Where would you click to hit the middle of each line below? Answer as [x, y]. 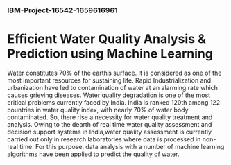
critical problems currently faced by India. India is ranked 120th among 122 [114, 102]
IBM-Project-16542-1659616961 [62, 10]
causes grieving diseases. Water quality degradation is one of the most [109, 95]
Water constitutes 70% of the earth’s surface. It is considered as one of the [114, 73]
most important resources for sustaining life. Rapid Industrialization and [109, 80]
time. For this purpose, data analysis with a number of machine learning [122, 146]
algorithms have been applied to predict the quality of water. [93, 154]
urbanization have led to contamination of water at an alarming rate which [113, 87]
